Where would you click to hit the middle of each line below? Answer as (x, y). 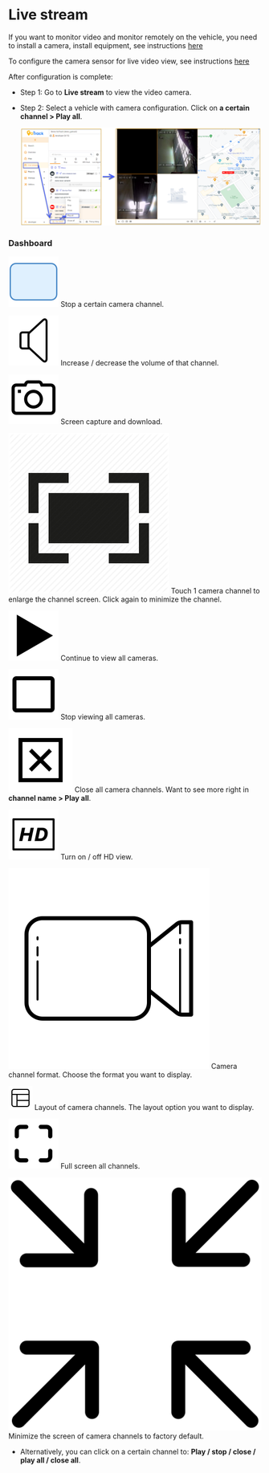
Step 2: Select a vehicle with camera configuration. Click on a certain (135, 108)
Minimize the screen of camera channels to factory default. (106, 1436)
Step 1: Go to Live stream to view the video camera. (106, 92)
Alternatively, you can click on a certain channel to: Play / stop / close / (138, 1451)
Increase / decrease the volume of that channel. (139, 362)
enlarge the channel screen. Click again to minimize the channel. (115, 599)
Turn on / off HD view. (96, 856)
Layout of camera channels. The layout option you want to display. (144, 1107)
